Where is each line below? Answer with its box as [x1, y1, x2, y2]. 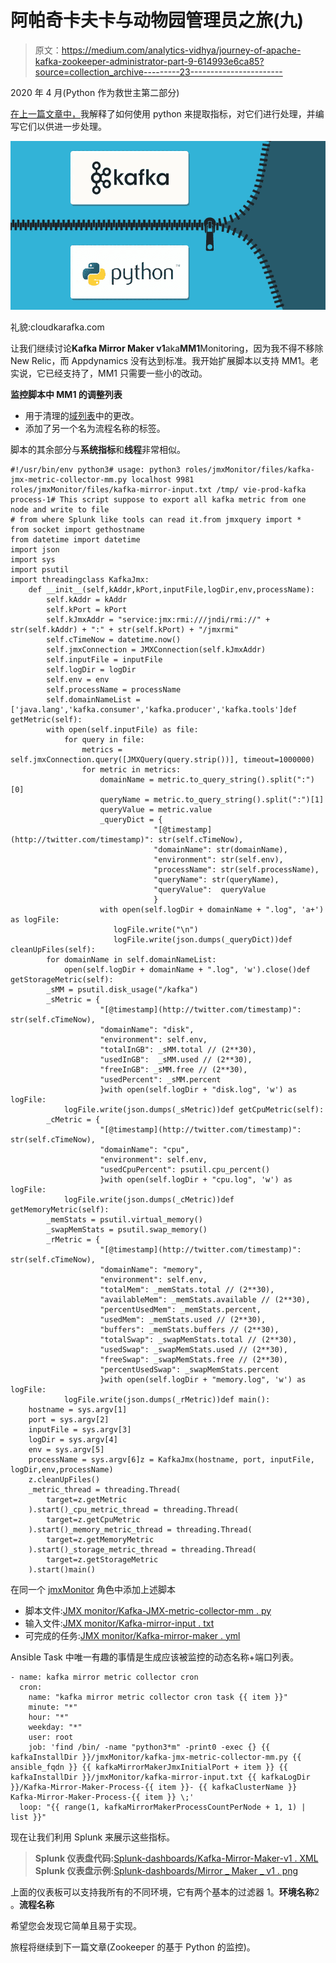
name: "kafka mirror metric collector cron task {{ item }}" [28, 1692, 288, 1702]
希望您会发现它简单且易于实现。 [10, 1919, 142, 1931]
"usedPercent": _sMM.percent [99, 1074, 222, 1085]
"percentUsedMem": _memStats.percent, [99, 1304, 262, 1315]
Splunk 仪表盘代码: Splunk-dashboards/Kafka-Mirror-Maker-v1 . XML [34, 1852, 319, 1864]
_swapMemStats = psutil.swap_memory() [46, 1224, 208, 1235]
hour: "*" [28, 1712, 70, 1722]
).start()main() [28, 1564, 97, 1575]
